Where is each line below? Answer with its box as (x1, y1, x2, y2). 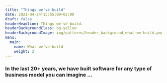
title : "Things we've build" (5, 7, 66, 12)
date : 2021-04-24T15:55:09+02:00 (5, 12, 75, 17)
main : (9, 40, 21, 45)
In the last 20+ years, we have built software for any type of (5, 65, 152, 72)
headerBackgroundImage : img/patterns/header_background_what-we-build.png (5, 30, 164, 35)
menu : (5, 35, 16, 40)
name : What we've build (14, 44, 64, 49)
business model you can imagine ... (5, 72, 93, 79)
